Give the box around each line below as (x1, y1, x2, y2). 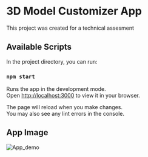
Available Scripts (6, 42, 72, 52)
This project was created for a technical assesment (6, 24, 135, 32)
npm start (6, 73, 35, 80)
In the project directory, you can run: (6, 58, 98, 65)
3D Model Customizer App (6, 4, 143, 18)
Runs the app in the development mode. (6, 85, 106, 93)
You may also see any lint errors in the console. (6, 110, 124, 118)
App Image (6, 127, 49, 138)
